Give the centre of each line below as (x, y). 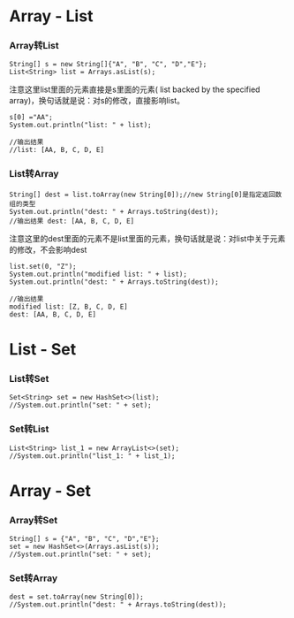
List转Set (29, 378)
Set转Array (34, 578)
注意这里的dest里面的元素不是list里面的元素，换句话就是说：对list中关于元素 (147, 238)
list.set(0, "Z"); (43, 266)
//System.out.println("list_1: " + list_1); (92, 456)
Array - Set (50, 490)
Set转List (29, 429)
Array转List (34, 46)
